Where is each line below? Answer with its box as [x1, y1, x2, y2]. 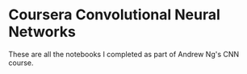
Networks [8, 23, 77, 41]
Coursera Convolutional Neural [8, 6, 220, 24]
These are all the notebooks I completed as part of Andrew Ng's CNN [8, 49, 240, 59]
